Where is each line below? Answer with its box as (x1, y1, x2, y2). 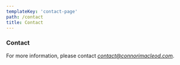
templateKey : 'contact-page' (6, 8, 78, 15)
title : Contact (6, 19, 44, 25)
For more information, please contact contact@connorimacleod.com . (6, 52, 175, 59)
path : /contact (6, 14, 44, 20)
